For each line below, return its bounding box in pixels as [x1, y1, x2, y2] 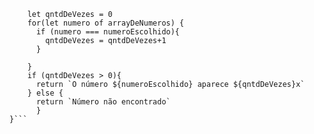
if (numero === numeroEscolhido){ [35, 27, 181, 37]
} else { [27, 88, 64, 98]
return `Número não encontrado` [35, 97, 171, 107]
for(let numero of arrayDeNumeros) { [27, 18, 185, 28]
